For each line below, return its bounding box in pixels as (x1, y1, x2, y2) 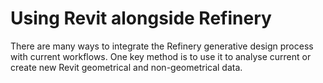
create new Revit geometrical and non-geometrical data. (10, 61, 243, 73)
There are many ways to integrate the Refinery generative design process (10, 40, 314, 52)
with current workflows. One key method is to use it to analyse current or (10, 50, 312, 62)
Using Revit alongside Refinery (10, 7, 272, 30)
